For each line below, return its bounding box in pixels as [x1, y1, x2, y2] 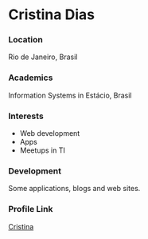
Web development [19, 129, 80, 138]
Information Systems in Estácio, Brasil [8, 90, 132, 100]
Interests [8, 110, 44, 121]
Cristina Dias [8, 6, 95, 24]
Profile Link [8, 204, 53, 215]
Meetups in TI [19, 145, 65, 155]
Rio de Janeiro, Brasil [8, 52, 78, 62]
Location [8, 34, 44, 46]
